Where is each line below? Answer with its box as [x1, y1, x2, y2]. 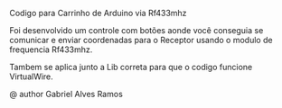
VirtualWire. [9, 71, 54, 82]
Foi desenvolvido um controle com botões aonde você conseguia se [9, 25, 264, 35]
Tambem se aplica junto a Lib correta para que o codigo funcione [9, 62, 253, 72]
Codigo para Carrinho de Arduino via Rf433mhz [9, 8, 187, 18]
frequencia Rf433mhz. [9, 44, 93, 55]
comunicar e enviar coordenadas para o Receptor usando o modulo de [9, 35, 273, 45]
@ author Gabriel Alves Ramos [9, 89, 124, 99]
